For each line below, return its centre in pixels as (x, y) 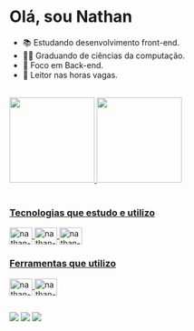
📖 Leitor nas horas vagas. (70, 75)
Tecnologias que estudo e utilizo (82, 213)
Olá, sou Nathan (71, 17)
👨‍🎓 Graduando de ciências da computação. (104, 55)
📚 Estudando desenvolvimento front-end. (101, 42)
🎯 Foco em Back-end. (63, 65)
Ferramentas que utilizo (63, 264)
